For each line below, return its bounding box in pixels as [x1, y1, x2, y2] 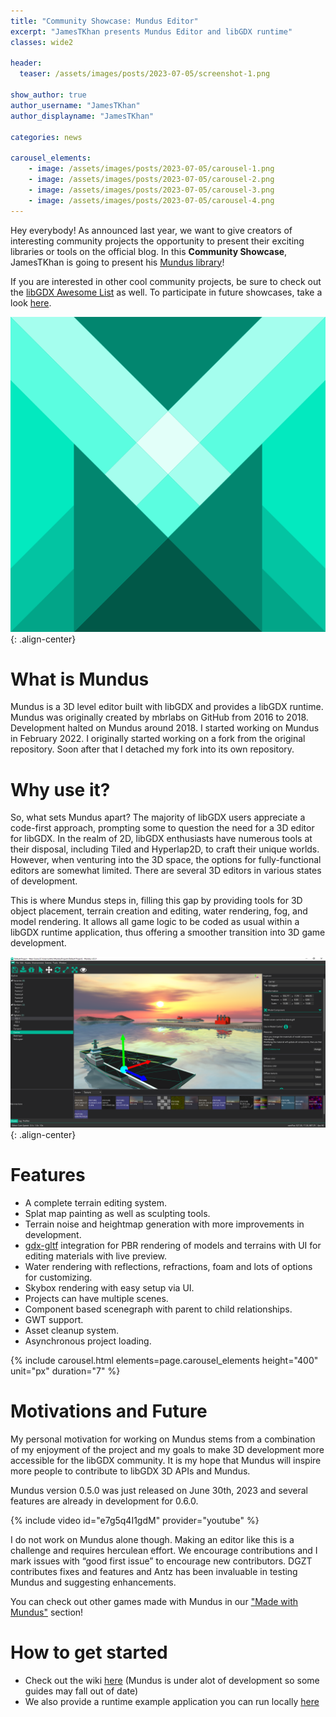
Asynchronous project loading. [24, 1335, 152, 1347]
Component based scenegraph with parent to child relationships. [24, 1303, 293, 1315]
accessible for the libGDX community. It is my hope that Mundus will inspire [10, 1454, 322, 1466]
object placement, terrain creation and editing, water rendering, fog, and [10, 905, 308, 917]
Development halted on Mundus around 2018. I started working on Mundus [10, 722, 320, 734]
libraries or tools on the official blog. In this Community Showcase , [10, 245, 288, 257]
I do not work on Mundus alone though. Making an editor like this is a [10, 1533, 295, 1545]
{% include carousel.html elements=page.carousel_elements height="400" [10, 1354, 319, 1366]
